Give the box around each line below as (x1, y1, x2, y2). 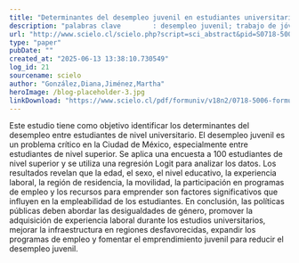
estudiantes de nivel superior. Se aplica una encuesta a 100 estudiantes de (9, 149, 283, 160)
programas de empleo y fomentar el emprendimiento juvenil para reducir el (9, 234, 285, 245)
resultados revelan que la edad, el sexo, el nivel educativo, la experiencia (9, 168, 278, 178)
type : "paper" (9, 37, 62, 47)
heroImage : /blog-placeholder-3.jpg (9, 87, 145, 96)
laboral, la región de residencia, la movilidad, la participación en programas (9, 177, 285, 188)
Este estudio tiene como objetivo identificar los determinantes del (9, 120, 250, 131)
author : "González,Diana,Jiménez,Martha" (9, 79, 166, 88)
